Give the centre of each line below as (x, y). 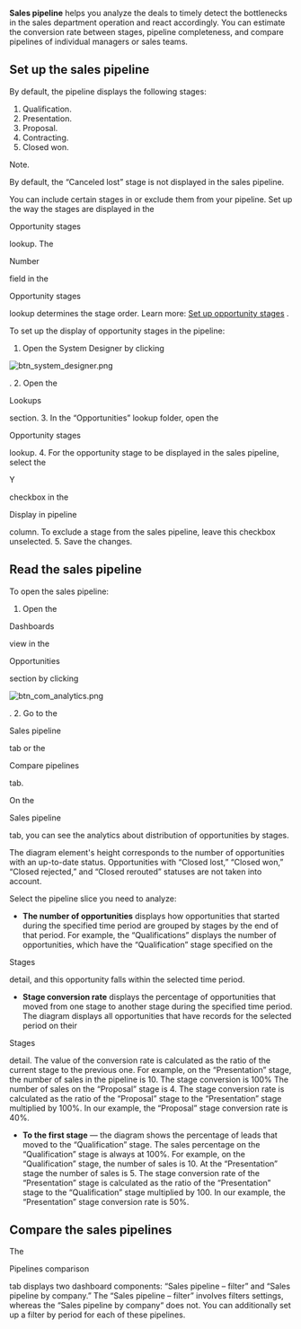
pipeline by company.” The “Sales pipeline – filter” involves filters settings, (147, 1296)
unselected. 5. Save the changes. (71, 541)
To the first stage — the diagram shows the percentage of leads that (150, 1135)
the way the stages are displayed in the (82, 208)
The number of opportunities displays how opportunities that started (151, 916)
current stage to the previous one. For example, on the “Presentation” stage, (150, 1069)
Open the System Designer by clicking (93, 348)
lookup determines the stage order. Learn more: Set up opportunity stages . (149, 313)
